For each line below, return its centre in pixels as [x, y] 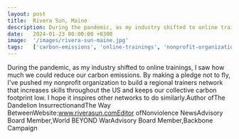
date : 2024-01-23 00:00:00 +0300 [60, 34]
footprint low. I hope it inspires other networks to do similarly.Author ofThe [116, 98]
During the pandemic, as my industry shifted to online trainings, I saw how [116, 67]
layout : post [27, 14]
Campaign [22, 128]
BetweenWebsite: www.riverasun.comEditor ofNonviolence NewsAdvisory [115, 113]
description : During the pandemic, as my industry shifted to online [113, 27]
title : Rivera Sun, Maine [47, 21]
